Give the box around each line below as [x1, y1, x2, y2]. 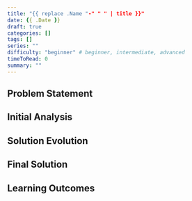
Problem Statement [7, 88, 93, 99]
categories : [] [7, 29, 51, 37]
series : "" [7, 42, 39, 49]
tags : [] [7, 36, 33, 43]
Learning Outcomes [7, 182, 95, 194]
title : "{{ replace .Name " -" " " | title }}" [7, 10, 145, 17]
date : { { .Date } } [7, 17, 61, 24]
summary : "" [7, 62, 42, 69]
